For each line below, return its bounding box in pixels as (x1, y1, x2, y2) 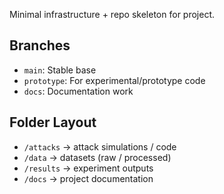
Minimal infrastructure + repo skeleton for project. (9, 9, 216, 20)
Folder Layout (9, 114, 97, 131)
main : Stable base (23, 64, 97, 76)
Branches (9, 37, 71, 54)
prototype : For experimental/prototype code (23, 74, 206, 86)
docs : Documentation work (23, 85, 134, 97)
